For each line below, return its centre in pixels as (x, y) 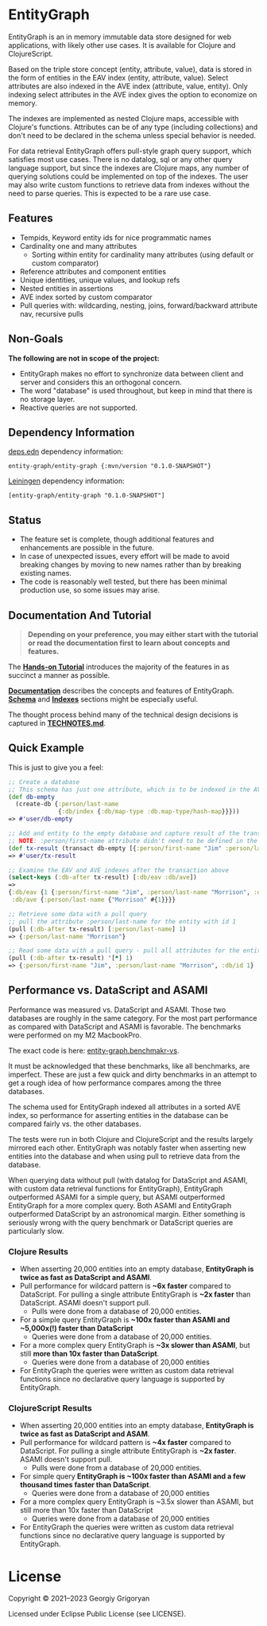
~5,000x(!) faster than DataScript (76, 1329)
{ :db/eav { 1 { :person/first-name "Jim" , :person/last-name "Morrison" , (129, 892)
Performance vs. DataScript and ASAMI (108, 990)
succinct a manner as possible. (59, 675)
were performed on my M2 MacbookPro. (75, 1035)
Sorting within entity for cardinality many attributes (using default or (143, 254)
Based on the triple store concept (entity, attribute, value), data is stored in (130, 69)
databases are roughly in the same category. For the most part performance (133, 1018)
